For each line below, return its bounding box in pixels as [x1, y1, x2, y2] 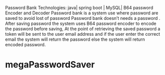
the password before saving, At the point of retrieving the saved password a [5, 26, 161, 32]
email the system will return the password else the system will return [5, 36, 145, 42]
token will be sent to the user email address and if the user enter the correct [5, 31, 160, 37]
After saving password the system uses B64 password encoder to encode [5, 20, 157, 26]
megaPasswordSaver [5, 59, 95, 71]
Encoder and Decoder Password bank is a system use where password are [5, 10, 159, 16]
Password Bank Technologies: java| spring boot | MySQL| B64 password [5, 5, 154, 10]
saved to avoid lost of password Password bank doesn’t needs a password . [5, 15, 161, 21]
